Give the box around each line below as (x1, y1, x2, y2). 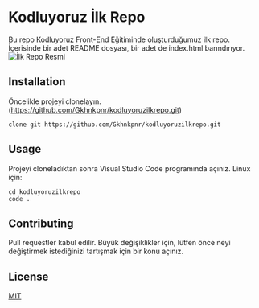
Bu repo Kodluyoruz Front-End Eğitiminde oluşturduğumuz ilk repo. (8, 35, 231, 44)
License (8, 269, 49, 283)
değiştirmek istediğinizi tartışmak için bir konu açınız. (8, 246, 183, 257)
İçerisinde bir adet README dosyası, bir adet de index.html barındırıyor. (8, 43, 245, 52)
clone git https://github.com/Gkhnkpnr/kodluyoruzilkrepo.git (8, 121, 221, 129)
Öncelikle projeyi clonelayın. (8, 97, 102, 106)
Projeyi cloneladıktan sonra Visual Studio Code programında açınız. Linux (8, 163, 251, 173)
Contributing (8, 216, 74, 230)
